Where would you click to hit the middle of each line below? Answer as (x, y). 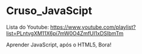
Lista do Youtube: (28, 27)
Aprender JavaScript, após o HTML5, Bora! (59, 45)
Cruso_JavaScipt (49, 11)
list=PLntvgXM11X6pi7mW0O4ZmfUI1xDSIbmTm (65, 33)
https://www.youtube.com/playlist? (93, 27)
